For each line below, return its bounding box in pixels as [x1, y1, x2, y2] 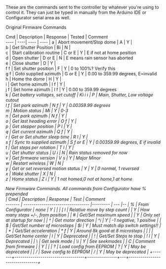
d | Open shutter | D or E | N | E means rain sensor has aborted [5, 55, 133, 61]
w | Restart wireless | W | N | [5, 161, 64, 166]
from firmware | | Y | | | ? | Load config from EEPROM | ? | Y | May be [5, 244, 146, 249]
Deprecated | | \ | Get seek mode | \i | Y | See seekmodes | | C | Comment [5, 238, 156, 244]
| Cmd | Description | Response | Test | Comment [5, 196, 106, 202]
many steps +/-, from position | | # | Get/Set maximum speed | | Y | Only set [5, 212, 160, 217]
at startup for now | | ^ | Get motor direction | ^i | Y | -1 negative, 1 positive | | [5, 217, 162, 223]
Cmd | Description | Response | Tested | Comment [5, 34, 108, 40]
